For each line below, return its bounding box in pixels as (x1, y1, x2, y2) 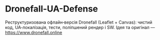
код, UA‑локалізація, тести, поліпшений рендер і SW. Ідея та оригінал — (5, 24, 155, 30)
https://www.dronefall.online (5, 29, 62, 35)
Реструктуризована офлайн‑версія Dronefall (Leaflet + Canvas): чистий (5, 19, 153, 25)
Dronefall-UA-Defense (5, 3, 99, 14)
